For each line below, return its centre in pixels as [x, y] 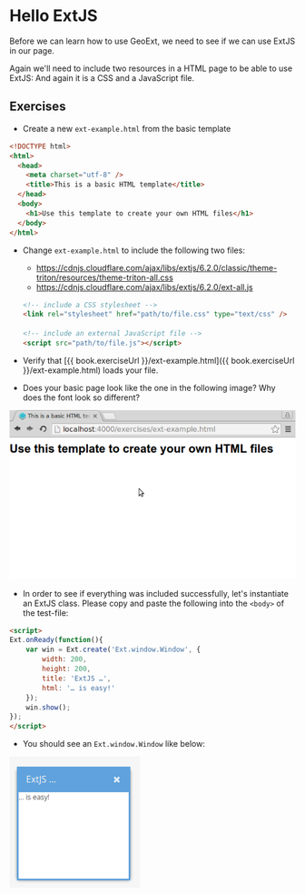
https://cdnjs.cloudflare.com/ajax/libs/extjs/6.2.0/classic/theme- [157, 267]
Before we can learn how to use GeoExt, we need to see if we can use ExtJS [152, 41]
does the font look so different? [81, 397]
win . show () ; [48, 707]
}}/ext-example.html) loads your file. [90, 370]
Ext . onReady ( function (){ [56, 640]
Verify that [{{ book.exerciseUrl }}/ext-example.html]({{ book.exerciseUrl [158, 360]
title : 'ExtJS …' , [77, 679]
